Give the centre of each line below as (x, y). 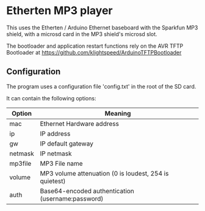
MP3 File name (62, 163)
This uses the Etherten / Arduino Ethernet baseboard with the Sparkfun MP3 (102, 28)
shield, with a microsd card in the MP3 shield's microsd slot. (82, 34)
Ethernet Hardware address (79, 124)
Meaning (118, 113)
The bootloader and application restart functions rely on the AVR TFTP (95, 46)
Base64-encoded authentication (87, 191)
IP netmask (56, 154)
